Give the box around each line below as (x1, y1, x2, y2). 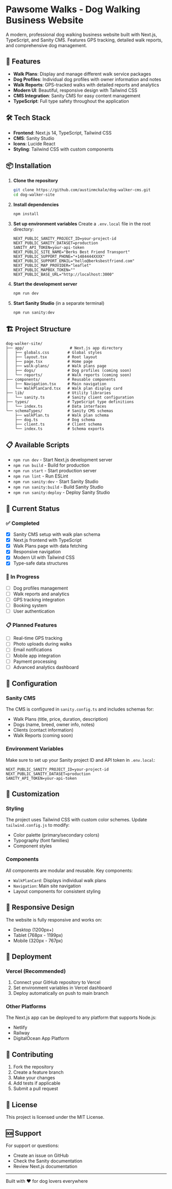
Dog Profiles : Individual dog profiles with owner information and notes (13, 76, 161, 82)
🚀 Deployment (6, 952, 52, 961)
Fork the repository (13, 1064, 54, 1070)
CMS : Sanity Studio (13, 135, 55, 141)
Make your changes (13, 1075, 55, 1081)
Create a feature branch (13, 1069, 64, 1075)
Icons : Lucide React (13, 140, 56, 147)
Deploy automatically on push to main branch (13, 990, 109, 996)
